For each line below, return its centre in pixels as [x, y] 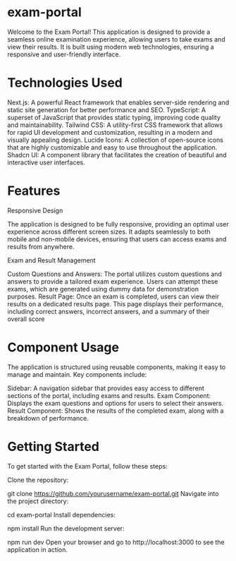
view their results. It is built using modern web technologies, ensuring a [111, 47]
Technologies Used [65, 83]
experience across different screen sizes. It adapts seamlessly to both [109, 231]
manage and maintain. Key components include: [77, 374]
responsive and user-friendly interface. [64, 54]
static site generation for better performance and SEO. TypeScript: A [107, 109]
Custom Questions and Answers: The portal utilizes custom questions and [114, 274]
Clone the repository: [38, 480]
